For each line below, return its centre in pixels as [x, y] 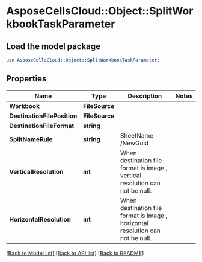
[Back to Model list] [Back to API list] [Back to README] [75, 253]
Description [145, 96]
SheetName [137, 135]
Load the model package [54, 46]
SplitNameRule [31, 139]
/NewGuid [134, 143]
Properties [26, 79]
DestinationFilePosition [43, 116]
